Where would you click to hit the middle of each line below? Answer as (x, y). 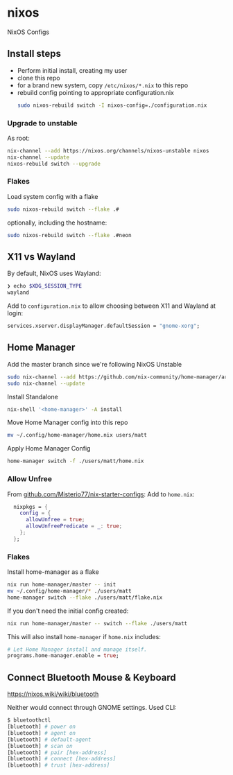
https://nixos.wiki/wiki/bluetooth (53, 694)
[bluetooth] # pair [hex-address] (57, 752)
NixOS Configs (28, 32)
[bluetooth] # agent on (42, 733)
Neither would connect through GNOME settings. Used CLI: (92, 708)
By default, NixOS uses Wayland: (54, 273)
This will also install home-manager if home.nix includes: (84, 636)
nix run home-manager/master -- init (62, 585)
